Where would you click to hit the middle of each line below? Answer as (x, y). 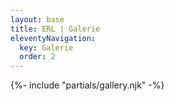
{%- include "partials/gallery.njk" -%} (87, 85)
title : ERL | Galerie (55, 29)
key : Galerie (46, 47)
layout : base (37, 19)
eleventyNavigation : (53, 38)
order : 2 (37, 57)
